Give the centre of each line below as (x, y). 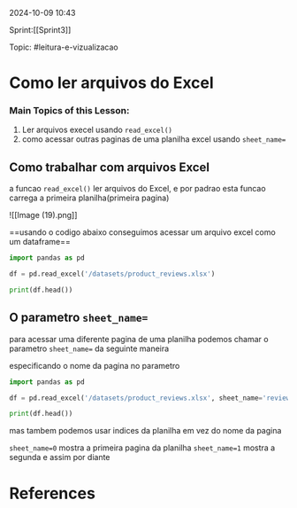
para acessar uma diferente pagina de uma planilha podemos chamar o (139, 339)
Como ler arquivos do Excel (111, 83)
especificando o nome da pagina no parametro (95, 365)
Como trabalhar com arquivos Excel (110, 167)
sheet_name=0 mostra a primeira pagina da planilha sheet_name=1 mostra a (142, 448)
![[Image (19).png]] (43, 215)
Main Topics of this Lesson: (69, 111)
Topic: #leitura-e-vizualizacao (64, 47)
